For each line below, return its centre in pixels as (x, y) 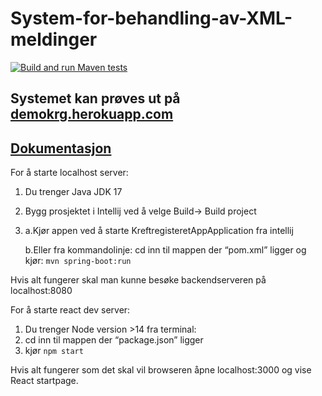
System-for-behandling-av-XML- (151, 18)
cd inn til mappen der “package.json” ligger (114, 340)
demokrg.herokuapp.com (92, 114)
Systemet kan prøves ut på (95, 98)
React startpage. (44, 381)
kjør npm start (54, 351)
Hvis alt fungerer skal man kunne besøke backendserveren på (138, 280)
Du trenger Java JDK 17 (73, 192)
